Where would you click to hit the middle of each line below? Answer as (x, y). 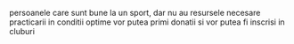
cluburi (22, 31)
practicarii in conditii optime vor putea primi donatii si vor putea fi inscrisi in (147, 22)
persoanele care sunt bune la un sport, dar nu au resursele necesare (135, 13)
